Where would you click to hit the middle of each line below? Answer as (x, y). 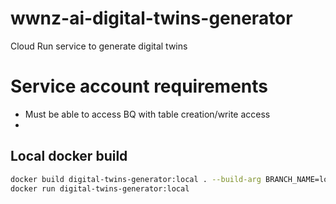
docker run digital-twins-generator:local (100, 188)
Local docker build (69, 156)
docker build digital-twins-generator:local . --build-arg (136, 179)
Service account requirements (139, 86)
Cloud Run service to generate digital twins (99, 46)
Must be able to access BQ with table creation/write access (147, 114)
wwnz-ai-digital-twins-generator (151, 18)
